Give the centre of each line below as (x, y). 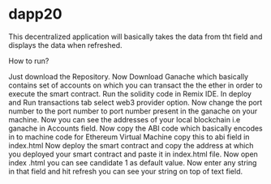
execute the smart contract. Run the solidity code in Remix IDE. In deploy (130, 93)
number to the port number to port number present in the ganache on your (133, 111)
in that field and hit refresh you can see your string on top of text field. (126, 171)
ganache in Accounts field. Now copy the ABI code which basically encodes (136, 128)
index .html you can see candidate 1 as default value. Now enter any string (133, 162)
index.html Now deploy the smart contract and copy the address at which (131, 145)
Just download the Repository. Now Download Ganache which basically (129, 76)
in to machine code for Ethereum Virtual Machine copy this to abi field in (129, 137)
